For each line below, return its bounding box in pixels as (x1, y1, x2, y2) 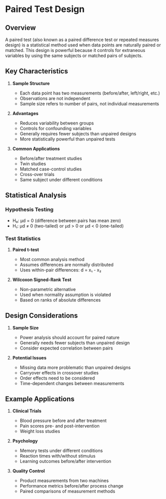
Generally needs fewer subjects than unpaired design (19, 339, 130, 345)
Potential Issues (12, 354, 47, 360)
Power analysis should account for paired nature (19, 334, 120, 340)
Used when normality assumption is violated (19, 291, 111, 297)
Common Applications (12, 145, 60, 151)
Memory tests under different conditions (19, 447, 103, 453)
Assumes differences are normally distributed (19, 261, 114, 267)
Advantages (12, 110, 39, 116)
